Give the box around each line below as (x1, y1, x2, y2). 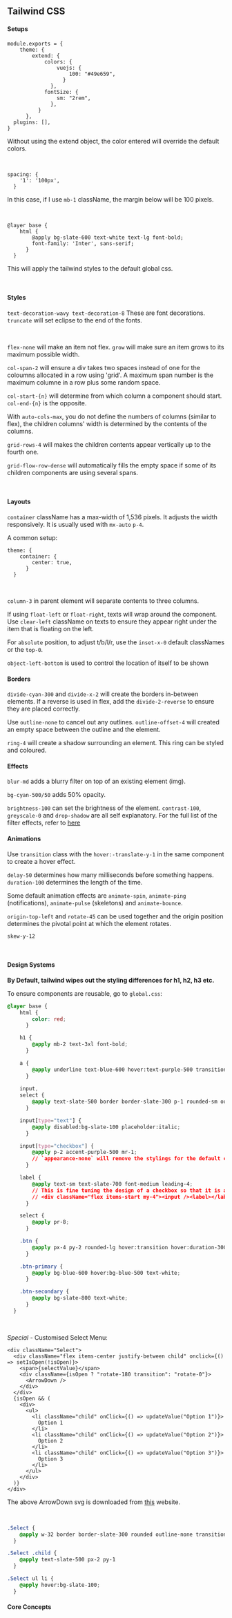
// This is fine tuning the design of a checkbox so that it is (32, 1187, 221, 1194)
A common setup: (7, 534, 58, 541)
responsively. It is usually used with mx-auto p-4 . (7, 521, 144, 528)
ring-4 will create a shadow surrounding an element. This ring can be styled (7, 739, 224, 747)
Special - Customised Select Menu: (7, 1333, 108, 1342)
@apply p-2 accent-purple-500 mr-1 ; (32, 1149, 137, 1156)
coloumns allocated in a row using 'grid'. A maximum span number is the (7, 371, 214, 379)
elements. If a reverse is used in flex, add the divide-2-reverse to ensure (7, 697, 215, 706)
